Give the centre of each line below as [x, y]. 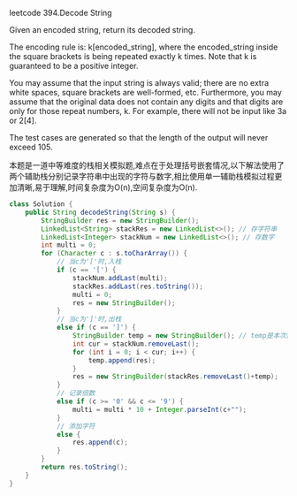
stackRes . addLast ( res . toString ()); [137, 286]
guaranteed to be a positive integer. [74, 66]
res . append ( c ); [100, 443]
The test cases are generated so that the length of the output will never [139, 137]
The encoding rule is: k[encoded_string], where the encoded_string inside [144, 47]
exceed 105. [31, 147]
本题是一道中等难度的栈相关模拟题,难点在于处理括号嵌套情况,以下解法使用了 [147, 165]
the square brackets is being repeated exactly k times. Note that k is [133, 56]
